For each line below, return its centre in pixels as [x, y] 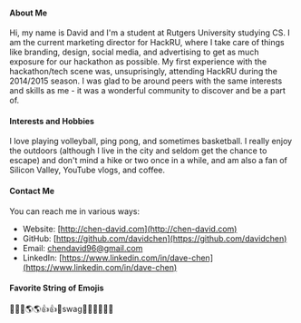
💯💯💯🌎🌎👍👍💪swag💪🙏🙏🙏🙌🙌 [62, 308]
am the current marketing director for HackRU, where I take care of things [147, 43]
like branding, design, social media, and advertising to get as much [134, 52]
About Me [29, 13]
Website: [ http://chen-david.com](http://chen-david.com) [130, 229]
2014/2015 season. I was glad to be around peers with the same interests [146, 81]
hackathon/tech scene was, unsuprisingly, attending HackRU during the [144, 72]
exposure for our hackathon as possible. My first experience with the [138, 62]
